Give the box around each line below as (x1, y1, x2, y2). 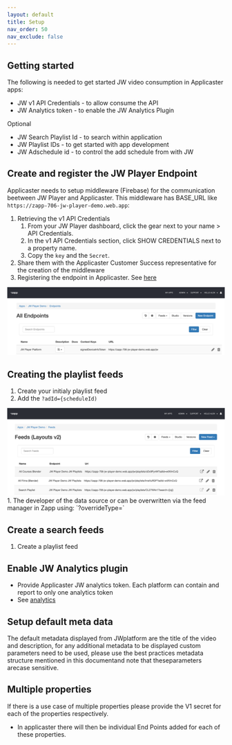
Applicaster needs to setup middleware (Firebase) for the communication (7, 186, 215, 194)
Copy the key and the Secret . (27, 251, 110, 259)
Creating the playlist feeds (7, 368, 124, 380)
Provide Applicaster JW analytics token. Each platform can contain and (17, 581, 220, 589)
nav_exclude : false (7, 33, 64, 40)
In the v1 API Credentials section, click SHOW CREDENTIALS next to (27, 236, 222, 245)
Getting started (7, 60, 75, 71)
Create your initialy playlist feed (17, 387, 108, 395)
